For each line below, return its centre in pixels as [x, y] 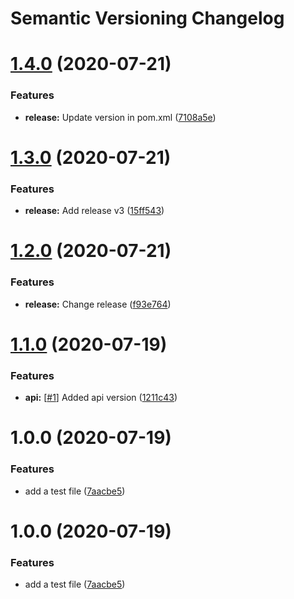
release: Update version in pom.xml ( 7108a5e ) [120, 117]
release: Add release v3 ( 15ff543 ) [94, 211]
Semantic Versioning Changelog [147, 18]
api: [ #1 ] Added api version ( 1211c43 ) [101, 398]
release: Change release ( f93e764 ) [98, 304]
